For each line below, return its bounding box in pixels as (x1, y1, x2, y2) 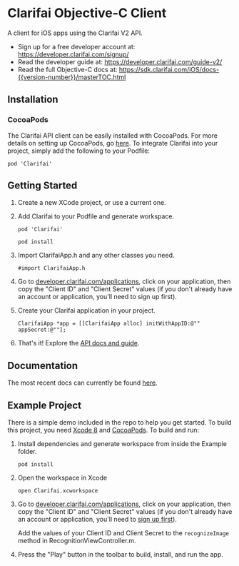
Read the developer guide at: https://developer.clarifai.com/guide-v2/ (17, 57, 223, 66)
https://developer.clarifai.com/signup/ (17, 50, 130, 59)
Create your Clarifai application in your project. (17, 306, 156, 315)
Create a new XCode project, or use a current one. (17, 198, 166, 207)
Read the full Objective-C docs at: (17, 65, 118, 74)
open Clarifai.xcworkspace (17, 487, 98, 495)
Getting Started (7, 180, 78, 192)
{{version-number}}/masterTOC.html (17, 73, 126, 81)
